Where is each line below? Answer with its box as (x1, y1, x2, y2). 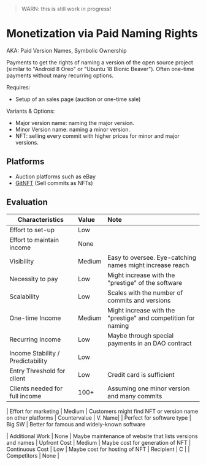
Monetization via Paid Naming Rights (6, 27, 198, 40)
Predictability (9, 357, 48, 365)
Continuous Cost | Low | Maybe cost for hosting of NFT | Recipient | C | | (6, 445, 190, 453)
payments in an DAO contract (107, 339, 192, 347)
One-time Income (9, 314, 61, 322)
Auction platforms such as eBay (15, 173, 96, 180)
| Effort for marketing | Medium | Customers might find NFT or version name (6, 407, 199, 415)
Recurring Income (9, 335, 61, 344)
